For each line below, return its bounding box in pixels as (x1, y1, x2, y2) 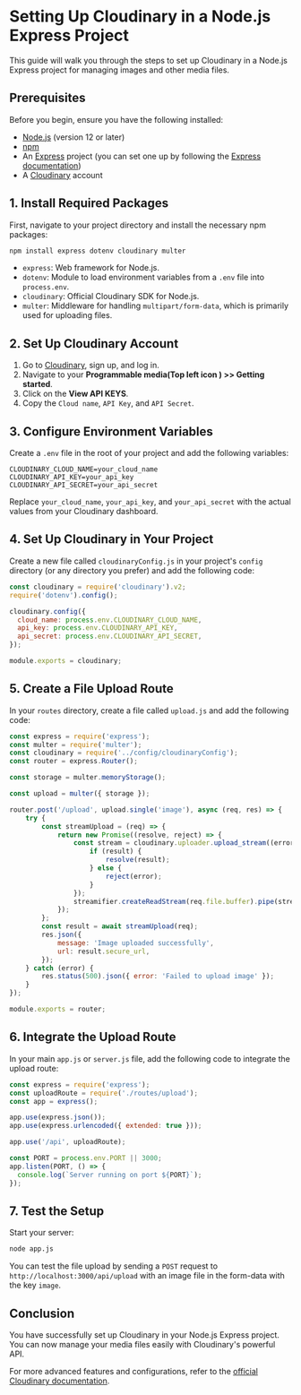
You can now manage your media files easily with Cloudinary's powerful (9, 1339, 276, 1349)
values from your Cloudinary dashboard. (9, 506, 159, 517)
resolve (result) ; (105, 856, 170, 865)
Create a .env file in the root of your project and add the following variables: (9, 448, 289, 459)
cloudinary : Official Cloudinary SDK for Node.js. (21, 291, 200, 302)
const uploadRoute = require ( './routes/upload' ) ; (9, 1089, 199, 1098)
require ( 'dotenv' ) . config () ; (9, 590, 118, 599)
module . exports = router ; (9, 1005, 106, 1014)
